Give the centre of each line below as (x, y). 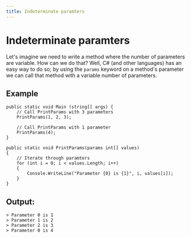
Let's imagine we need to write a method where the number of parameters (95, 57)
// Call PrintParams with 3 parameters (65, 112)
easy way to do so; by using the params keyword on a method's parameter (95, 69)
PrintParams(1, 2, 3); (44, 118)
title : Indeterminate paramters (45, 11)
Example (22, 93)
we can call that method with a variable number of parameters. (82, 75)
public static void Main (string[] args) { (60, 107)
